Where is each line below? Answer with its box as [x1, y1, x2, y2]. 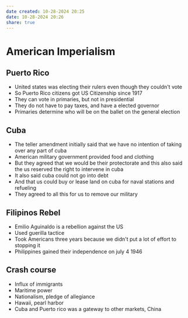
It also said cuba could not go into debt [14, 172, 109, 179]
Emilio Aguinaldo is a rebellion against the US [14, 223, 124, 230]
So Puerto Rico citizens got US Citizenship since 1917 [14, 90, 143, 97]
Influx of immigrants [14, 281, 63, 288]
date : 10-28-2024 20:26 [6, 14, 64, 20]
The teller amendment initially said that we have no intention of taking [14, 141, 182, 148]
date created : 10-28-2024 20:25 [6, 8, 85, 15]
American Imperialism [6, 45, 116, 58]
